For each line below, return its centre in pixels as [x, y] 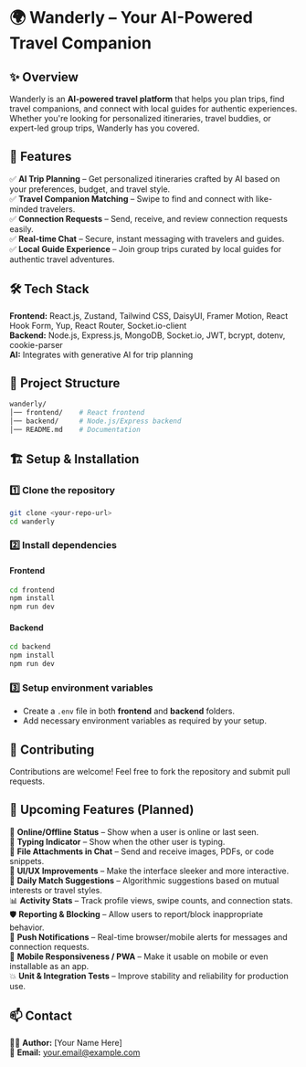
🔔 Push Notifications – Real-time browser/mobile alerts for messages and [148, 936]
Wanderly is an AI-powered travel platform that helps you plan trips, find [147, 99]
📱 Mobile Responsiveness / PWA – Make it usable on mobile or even [139, 956]
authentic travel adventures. [62, 259]
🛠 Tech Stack [49, 289]
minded [24, 209]
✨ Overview [44, 77]
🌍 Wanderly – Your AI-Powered [131, 18]
